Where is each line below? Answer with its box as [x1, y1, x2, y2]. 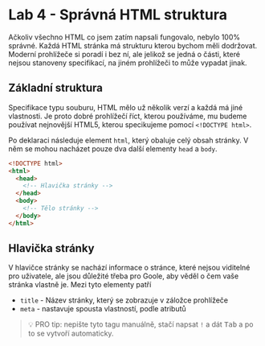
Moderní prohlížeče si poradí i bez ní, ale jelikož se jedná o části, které [8, 49, 241, 59]
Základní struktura [8, 81, 103, 95]
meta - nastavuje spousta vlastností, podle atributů [19, 304, 186, 314]
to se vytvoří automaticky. [27, 328, 114, 339]
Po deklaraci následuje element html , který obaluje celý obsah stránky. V [8, 135, 249, 145]
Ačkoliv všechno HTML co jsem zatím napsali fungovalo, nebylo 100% [8, 32, 241, 42]
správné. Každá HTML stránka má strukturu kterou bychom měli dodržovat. [8, 40, 258, 50]
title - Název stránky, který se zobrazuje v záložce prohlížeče [19, 295, 229, 305]
